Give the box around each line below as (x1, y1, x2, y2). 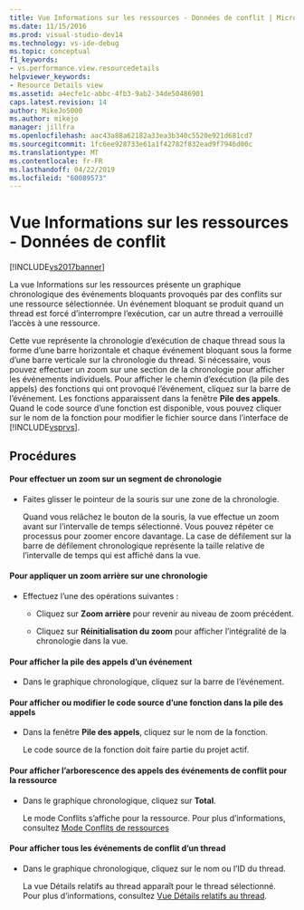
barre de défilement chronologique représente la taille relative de (22, 540, 265, 551)
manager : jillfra (9, 123, 75, 132)
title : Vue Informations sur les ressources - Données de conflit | (9, 13, 273, 23)
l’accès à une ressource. (9, 318, 100, 329)
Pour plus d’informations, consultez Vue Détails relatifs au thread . (22, 890, 268, 901)
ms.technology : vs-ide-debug (9, 38, 119, 48)
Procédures (9, 448, 77, 463)
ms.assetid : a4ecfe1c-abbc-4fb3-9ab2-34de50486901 (9, 89, 204, 98)
